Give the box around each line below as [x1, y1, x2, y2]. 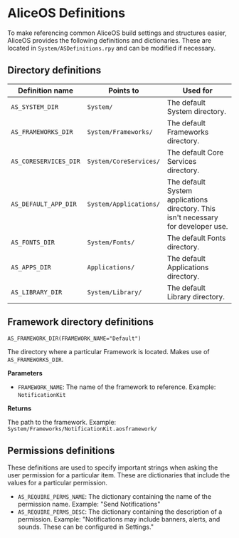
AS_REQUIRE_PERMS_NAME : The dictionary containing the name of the [17, 492, 212, 501]
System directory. [166, 106, 226, 116]
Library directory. [166, 291, 225, 301]
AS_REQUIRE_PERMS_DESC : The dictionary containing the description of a [17, 507, 223, 516]
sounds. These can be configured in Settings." [17, 522, 154, 532]
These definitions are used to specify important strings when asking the [7, 463, 218, 472]
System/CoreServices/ [87, 157, 161, 165]
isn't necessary [166, 212, 218, 222]
